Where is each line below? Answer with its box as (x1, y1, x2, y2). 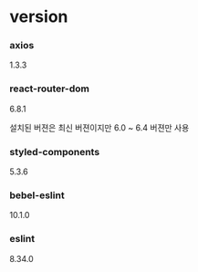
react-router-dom (9, 82, 89, 95)
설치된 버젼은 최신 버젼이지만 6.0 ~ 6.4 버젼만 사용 (9, 121, 190, 133)
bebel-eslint (9, 189, 66, 202)
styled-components (9, 145, 100, 158)
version (9, 6, 68, 27)
